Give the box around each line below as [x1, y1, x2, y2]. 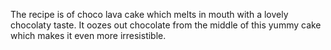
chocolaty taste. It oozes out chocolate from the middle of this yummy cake [10, 19, 322, 31]
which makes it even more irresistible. [10, 30, 167, 41]
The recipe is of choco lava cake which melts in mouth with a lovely [10, 9, 289, 20]
